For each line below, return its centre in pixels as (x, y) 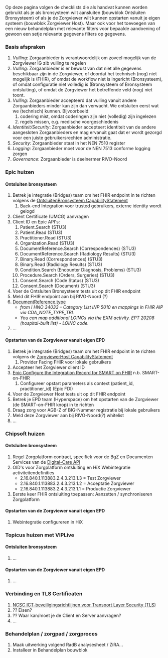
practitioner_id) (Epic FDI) (46, 388)
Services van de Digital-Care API (46, 462)
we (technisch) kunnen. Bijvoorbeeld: (51, 111)
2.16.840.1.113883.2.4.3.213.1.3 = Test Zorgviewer (70, 478)
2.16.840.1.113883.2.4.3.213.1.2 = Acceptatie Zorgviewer (77, 483)
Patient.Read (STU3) (41, 232)
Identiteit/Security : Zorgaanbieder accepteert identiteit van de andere (84, 127)
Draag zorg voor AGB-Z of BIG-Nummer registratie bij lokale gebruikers (86, 410)
